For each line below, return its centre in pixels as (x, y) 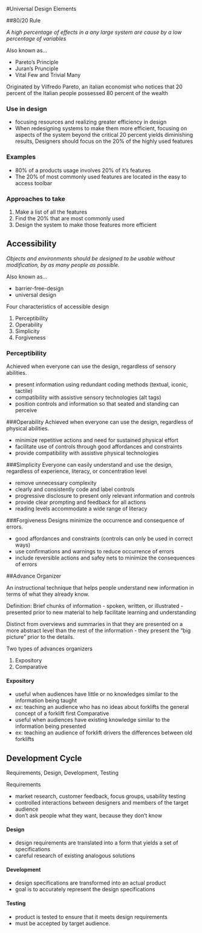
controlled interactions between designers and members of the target (102, 803)
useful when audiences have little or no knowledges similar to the (96, 694)
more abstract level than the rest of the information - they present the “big (99, 630)
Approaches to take (36, 199)
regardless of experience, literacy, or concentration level (77, 471)
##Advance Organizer (34, 576)
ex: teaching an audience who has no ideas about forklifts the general (102, 707)
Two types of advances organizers (49, 648)
